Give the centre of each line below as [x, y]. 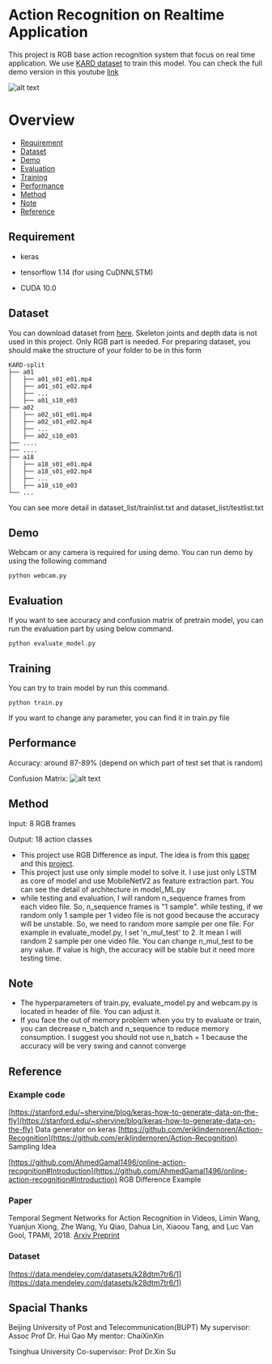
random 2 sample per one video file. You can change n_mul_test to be [136, 940]
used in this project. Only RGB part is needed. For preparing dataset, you [130, 341]
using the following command [58, 561]
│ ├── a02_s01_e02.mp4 [50, 422]
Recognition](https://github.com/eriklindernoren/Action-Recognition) [123, 1138]
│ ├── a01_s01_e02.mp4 [50, 386]
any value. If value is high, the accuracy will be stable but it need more [137, 949]
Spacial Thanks [48, 1309]
